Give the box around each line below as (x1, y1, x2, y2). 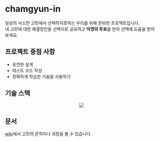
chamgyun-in (5, 3, 61, 15)
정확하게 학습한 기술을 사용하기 (12, 74, 71, 79)
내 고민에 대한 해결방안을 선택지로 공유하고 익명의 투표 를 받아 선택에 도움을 (5, 26, 146, 32)
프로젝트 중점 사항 (5, 47, 55, 56)
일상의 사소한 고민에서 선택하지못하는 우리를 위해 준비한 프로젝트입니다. (5, 20, 140, 26)
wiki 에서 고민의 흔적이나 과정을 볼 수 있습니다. (5, 131, 92, 137)
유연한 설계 (12, 62, 33, 67)
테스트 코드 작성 (12, 67, 42, 73)
